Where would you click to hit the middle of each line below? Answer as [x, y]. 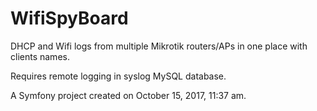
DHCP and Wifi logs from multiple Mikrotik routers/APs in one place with [159, 46]
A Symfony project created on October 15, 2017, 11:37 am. [128, 95]
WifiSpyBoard [69, 18]
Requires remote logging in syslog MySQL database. [118, 76]
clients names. [40, 56]
